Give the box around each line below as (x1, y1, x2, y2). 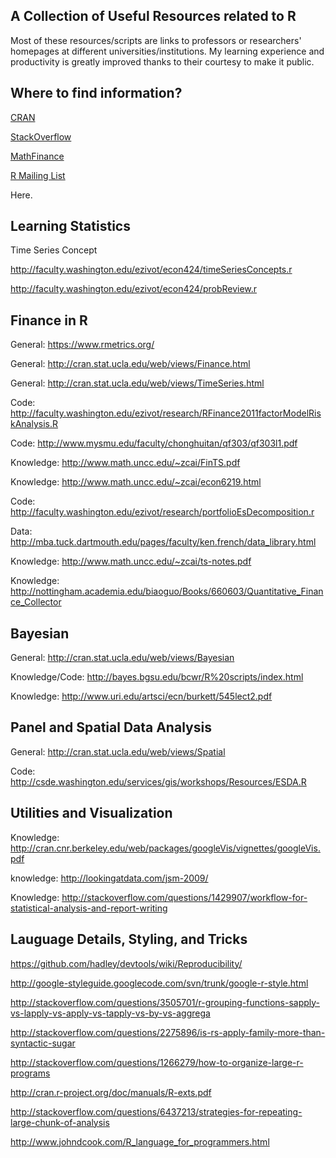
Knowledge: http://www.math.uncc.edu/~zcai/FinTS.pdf (10, 457, 241, 469)
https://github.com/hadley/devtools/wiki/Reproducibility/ (10, 957, 243, 969)
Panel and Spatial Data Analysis (10, 719, 212, 736)
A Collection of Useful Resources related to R (10, 8, 297, 25)
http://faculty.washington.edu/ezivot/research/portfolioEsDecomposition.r (10, 506, 315, 518)
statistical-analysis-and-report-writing (10, 902, 168, 914)
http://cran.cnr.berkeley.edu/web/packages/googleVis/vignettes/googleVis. (10, 842, 321, 854)
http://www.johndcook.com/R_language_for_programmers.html (10, 1135, 270, 1148)
